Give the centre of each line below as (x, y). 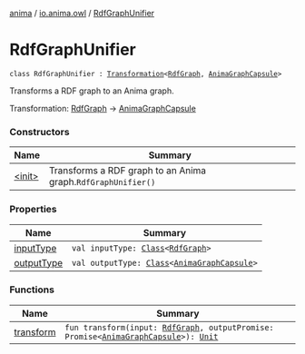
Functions (32, 290)
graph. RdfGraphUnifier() (102, 182)
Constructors (39, 132)
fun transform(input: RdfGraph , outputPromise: (169, 327)
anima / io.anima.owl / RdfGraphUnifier (82, 13)
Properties (33, 210)
